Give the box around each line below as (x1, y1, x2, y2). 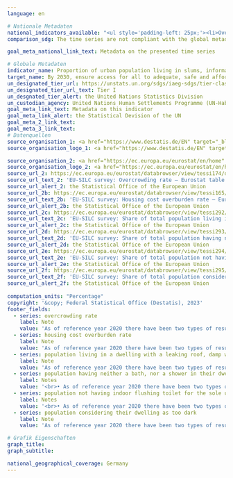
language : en (7, 10, 45, 17)
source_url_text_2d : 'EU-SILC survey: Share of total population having (7, 235, 222, 242)
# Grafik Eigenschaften (7, 435, 76, 442)
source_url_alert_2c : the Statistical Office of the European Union (7, 222, 209, 229)
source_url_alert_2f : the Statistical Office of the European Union (7, 280, 209, 287)
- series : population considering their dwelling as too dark (13, 409, 197, 416)
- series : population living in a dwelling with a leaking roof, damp (13, 351, 222, 358)
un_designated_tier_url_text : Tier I (7, 86, 116, 94)
